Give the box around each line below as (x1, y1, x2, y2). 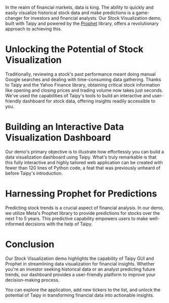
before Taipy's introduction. (5, 170, 63, 176)
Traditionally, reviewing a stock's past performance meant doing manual (5, 71, 156, 77)
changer (5, 15, 23, 21)
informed (5, 220, 24, 227)
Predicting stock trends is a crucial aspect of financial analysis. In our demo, (5, 205, 164, 211)
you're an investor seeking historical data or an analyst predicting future (5, 266, 155, 272)
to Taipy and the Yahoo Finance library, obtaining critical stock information (5, 82, 160, 88)
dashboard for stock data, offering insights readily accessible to (22, 98, 156, 104)
